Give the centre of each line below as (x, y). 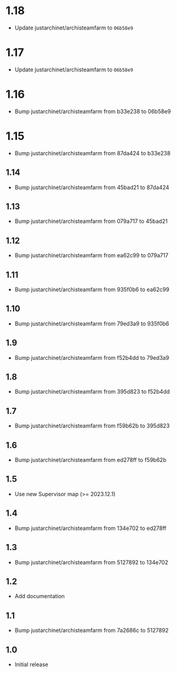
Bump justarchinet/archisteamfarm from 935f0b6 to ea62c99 (92, 290)
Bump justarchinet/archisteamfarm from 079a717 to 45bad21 (91, 221)
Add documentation (40, 596)
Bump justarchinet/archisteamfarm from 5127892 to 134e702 (91, 562)
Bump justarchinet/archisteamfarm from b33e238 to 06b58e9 (92, 111)
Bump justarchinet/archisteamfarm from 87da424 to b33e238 (92, 153)
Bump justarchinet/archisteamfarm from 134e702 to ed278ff (90, 528)
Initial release (31, 664)
